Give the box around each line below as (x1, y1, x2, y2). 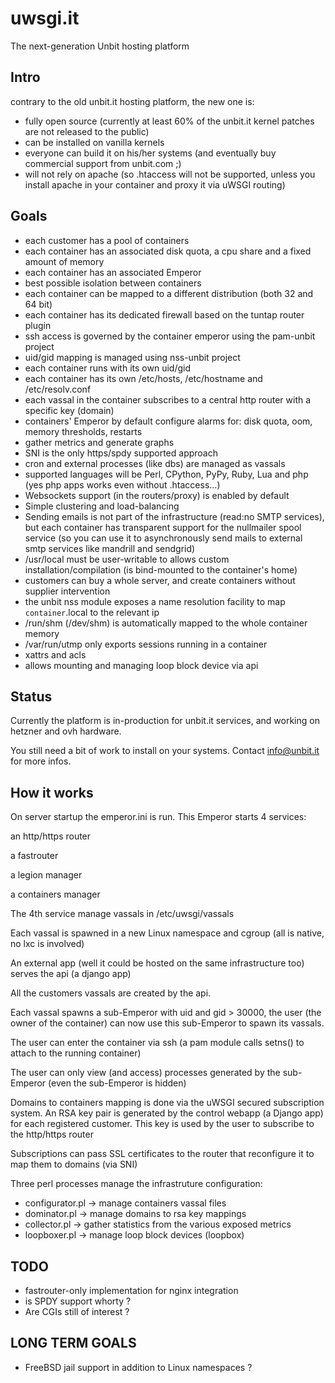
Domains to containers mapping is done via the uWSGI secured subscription (10, 1097, 325, 1109)
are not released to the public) (24, 125, 150, 137)
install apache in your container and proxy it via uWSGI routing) (24, 178, 286, 191)
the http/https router (10, 1128, 94, 1141)
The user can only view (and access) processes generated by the (10, 1067, 281, 1079)
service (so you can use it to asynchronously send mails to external (24, 532, 303, 544)
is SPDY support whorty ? (24, 1295, 132, 1307)
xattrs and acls (24, 648, 87, 661)
